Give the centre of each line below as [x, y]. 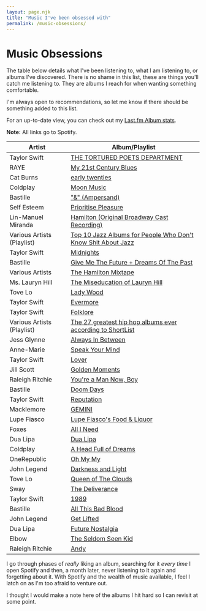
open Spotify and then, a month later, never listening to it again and [91, 571]
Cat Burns [24, 178]
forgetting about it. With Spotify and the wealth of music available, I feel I [98, 577]
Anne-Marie [27, 350]
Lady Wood [87, 293]
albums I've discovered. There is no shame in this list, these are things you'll [103, 77]
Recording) [86, 225]
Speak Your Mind [95, 350]
